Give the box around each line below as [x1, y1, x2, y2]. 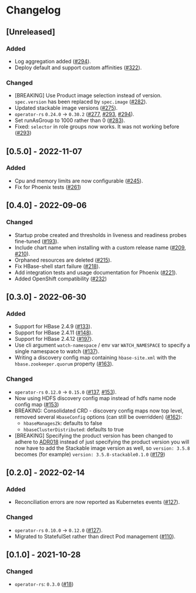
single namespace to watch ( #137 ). [14, 348, 100, 355]
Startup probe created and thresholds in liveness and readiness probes [14, 231, 187, 238]
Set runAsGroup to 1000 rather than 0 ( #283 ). [14, 117, 125, 124]
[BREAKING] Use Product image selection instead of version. [14, 92, 163, 99]
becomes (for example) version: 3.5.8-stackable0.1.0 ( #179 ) [14, 450, 165, 458]
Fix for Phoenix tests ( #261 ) [14, 183, 82, 191]
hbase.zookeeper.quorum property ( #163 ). [14, 360, 114, 367]
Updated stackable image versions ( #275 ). [14, 104, 118, 111]
